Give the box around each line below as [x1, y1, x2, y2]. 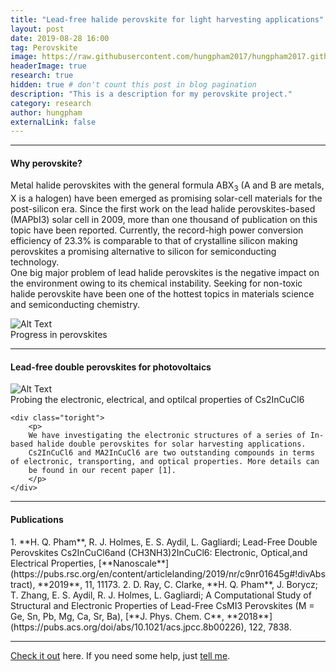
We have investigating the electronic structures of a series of [28, 431, 307, 441]
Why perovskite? [10, 157, 83, 169]
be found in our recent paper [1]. [28, 466, 177, 476]
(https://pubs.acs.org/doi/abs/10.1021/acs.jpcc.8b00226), [10, 621, 247, 633]
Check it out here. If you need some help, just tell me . [10, 649, 231, 661]
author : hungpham [10, 107, 83, 118]
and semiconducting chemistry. [10, 299, 140, 311]
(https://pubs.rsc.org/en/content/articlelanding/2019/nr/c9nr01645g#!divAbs [10, 567, 326, 580]
